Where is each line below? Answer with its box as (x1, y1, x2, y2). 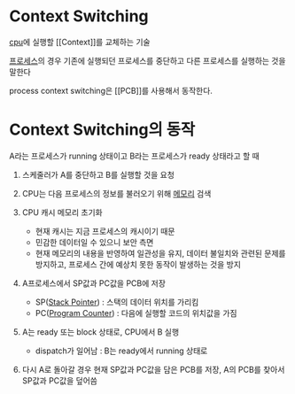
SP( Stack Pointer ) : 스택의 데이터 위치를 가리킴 (35, 297, 199, 307)
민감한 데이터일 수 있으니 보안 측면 (35, 236, 154, 247)
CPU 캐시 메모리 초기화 (21, 206, 104, 218)
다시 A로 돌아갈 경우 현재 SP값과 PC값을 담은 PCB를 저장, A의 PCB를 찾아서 (21, 364, 285, 375)
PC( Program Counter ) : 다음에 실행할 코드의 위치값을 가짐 (35, 307, 237, 318)
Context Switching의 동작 (9, 120, 196, 140)
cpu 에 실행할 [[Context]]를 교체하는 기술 (9, 36, 151, 47)
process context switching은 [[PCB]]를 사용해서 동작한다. (9, 85, 213, 96)
